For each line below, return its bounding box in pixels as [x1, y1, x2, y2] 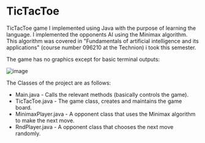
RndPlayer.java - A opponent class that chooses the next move [15, 123, 174, 130]
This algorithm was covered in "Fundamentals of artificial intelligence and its [6, 37, 199, 44]
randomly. [15, 130, 41, 137]
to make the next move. [15, 117, 75, 124]
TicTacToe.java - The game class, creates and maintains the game [15, 97, 182, 105]
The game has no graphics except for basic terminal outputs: [6, 55, 160, 63]
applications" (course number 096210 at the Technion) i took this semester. [6, 44, 196, 51]
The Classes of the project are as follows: [6, 79, 111, 86]
